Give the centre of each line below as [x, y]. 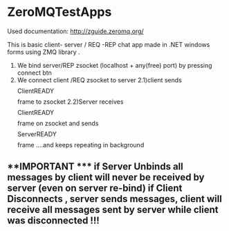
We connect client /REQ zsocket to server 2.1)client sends [99, 80]
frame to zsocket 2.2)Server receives [70, 102]
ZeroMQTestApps [59, 12]
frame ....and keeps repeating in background [81, 145]
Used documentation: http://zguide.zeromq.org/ [75, 31]
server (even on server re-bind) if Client [95, 188]
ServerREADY [37, 134]
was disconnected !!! [54, 221]
